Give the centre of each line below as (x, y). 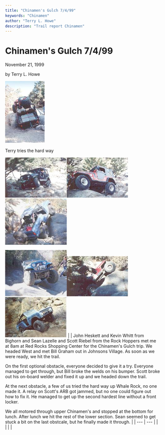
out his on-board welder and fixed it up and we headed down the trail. (76, 377)
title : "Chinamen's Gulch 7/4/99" (41, 10)
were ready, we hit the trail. (33, 357)
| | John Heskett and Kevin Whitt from (106, 336)
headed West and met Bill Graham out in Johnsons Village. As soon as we (80, 351)
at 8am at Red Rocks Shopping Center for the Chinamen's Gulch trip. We (79, 346)
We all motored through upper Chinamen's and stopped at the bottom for (79, 411)
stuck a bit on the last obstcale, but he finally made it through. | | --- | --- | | (82, 422)
